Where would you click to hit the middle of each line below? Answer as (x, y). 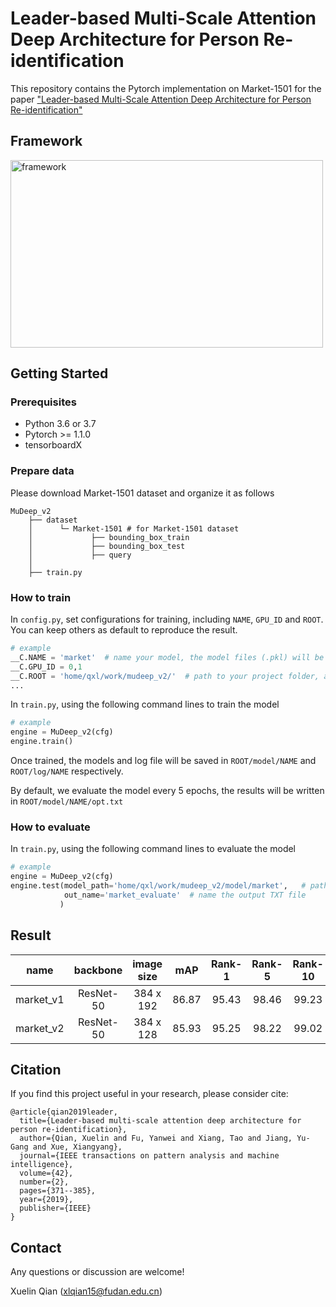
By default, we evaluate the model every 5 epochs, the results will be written (167, 791)
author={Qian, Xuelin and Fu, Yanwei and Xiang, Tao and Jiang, (156, 1138)
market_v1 (40, 999)
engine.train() (42, 742)
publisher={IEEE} (55, 1208)
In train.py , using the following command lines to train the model (145, 704)
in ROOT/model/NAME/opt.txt (67, 801)
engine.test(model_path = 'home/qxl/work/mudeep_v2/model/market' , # (158, 886)
